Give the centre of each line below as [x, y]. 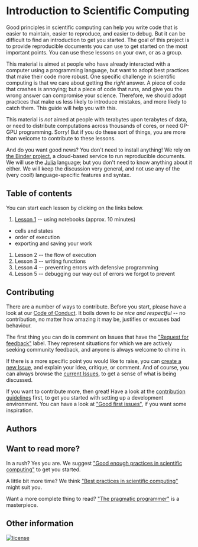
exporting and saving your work [53, 243]
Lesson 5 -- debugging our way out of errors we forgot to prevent [95, 273]
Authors [22, 428]
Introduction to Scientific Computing [98, 11]
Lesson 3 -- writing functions [50, 261]
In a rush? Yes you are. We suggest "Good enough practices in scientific [94, 463]
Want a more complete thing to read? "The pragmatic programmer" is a [93, 498]
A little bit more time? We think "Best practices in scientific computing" [92, 481]
